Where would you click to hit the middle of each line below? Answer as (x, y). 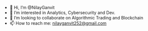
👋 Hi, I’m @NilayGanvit (32, 8)
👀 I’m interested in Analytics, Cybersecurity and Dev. (62, 13)
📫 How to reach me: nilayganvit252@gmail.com (58, 23)
